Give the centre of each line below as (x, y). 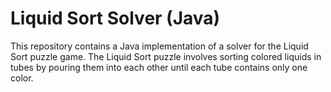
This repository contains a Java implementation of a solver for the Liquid (159, 46)
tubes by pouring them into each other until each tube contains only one (159, 67)
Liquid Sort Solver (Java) (115, 18)
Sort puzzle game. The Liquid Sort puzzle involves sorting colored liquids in (166, 56)
